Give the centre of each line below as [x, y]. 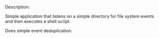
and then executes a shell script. [38, 21]
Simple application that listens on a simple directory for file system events [80, 16]
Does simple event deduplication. [39, 31]
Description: [17, 7]
